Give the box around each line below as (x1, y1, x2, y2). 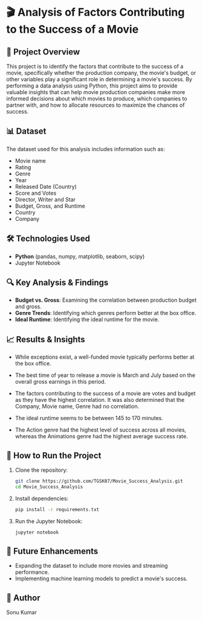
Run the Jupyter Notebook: (14, 517, 83, 524)
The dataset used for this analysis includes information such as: (6, 145, 165, 152)
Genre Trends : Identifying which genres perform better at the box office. (14, 310, 196, 317)
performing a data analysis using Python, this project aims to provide (6, 82, 178, 89)
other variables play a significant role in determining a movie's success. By (6, 76, 192, 83)
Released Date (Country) (14, 183, 77, 190)
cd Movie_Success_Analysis (14, 484, 83, 490)
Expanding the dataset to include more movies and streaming (14, 562, 168, 569)
